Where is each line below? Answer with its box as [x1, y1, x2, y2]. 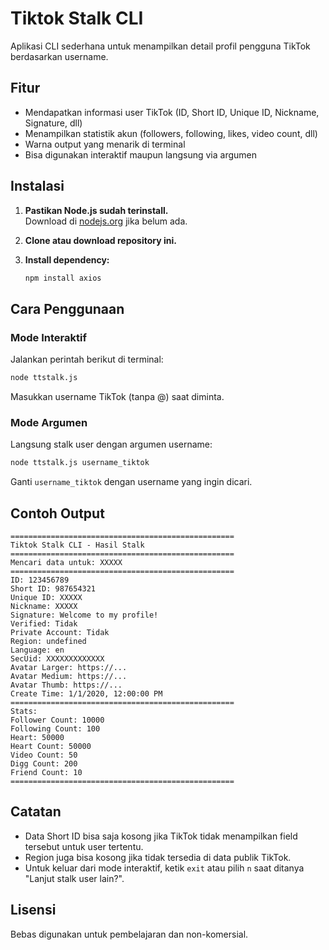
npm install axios [24, 273, 102, 283]
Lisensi [10, 902, 57, 919]
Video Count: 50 [10, 750, 78, 760]
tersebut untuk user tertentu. [24, 840, 144, 852]
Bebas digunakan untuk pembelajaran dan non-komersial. [10, 928, 249, 940]
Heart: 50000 [10, 732, 65, 742]
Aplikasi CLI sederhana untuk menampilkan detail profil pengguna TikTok [10, 40, 311, 52]
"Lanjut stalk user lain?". [24, 872, 125, 884]
